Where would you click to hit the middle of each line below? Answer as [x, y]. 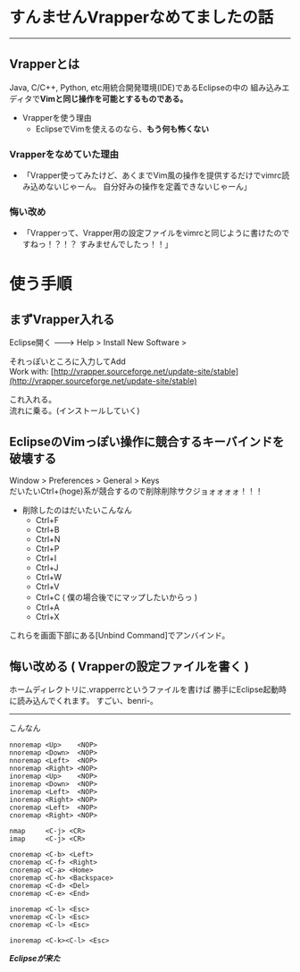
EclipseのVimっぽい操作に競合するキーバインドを [147, 441]
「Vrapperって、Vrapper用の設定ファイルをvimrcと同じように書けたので [156, 233]
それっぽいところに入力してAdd [68, 361]
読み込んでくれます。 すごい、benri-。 [87, 700]
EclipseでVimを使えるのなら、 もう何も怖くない [122, 129]
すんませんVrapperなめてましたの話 [142, 17]
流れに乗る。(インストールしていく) [75, 410]
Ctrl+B [47, 530]
